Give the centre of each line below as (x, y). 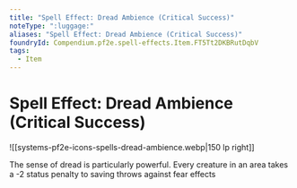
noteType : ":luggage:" (52, 26)
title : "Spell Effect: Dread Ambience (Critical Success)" (122, 17)
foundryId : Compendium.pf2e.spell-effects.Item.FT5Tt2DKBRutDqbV (134, 43)
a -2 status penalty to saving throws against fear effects (113, 174)
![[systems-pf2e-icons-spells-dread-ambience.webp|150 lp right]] (132, 147)
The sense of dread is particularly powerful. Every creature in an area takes (149, 164)
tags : (19, 51)
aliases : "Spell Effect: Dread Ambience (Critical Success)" (126, 34)
